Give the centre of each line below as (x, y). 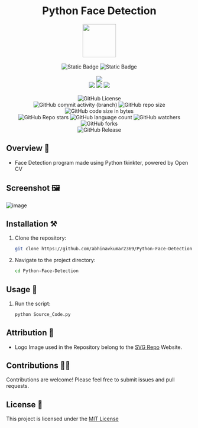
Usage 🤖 (22, 290)
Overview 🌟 (28, 148)
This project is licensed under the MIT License (63, 419)
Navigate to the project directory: (55, 260)
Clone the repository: (40, 238)
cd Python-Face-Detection (46, 271)
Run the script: (33, 303)
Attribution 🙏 (30, 333)
